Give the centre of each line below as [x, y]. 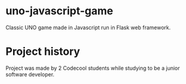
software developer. [30, 74]
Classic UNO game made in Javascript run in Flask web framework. [88, 27]
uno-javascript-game [59, 11]
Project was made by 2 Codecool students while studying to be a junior [93, 68]
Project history [43, 52]
